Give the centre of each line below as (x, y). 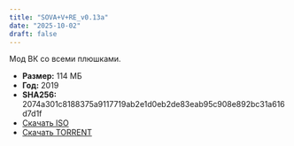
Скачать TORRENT (57, 133)
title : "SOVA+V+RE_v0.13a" (59, 17)
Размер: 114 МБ (52, 76)
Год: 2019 (40, 86)
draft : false (33, 34)
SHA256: (39, 95)
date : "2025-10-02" (45, 26)
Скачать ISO (45, 123)
